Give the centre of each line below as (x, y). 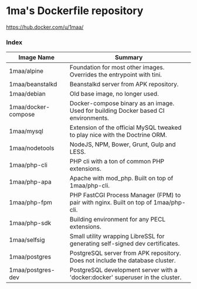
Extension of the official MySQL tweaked (125, 127)
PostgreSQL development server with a (123, 270)
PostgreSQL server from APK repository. (125, 253)
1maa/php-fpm (31, 203)
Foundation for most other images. (117, 68)
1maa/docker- (29, 107)
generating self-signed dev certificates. (125, 244)
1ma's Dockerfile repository (75, 11)
